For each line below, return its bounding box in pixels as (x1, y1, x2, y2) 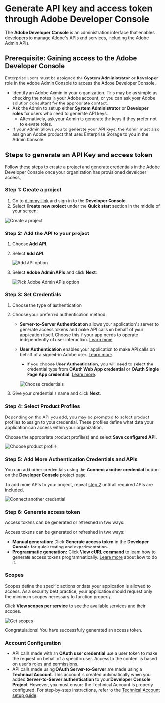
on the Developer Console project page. (5, 472, 87, 478)
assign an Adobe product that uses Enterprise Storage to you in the (12, 131, 149, 137)
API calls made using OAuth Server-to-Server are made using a (12, 666, 142, 672)
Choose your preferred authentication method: (12, 312, 107, 318)
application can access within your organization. (5, 424, 103, 430)
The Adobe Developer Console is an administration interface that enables (5, 29, 155, 35)
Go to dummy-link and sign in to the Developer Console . (12, 197, 127, 204)
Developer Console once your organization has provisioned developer (5, 169, 147, 175)
